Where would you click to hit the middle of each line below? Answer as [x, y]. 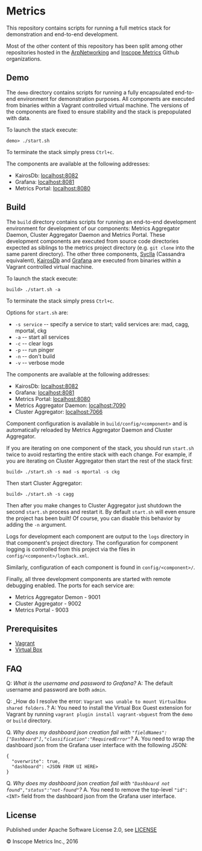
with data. [19, 118]
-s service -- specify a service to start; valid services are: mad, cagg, [102, 324]
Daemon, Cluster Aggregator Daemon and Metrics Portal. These [86, 234]
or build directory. [29, 721]
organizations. [24, 59]
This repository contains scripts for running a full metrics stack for [88, 28]
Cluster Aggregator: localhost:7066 [59, 411]
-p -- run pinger [34, 350]
